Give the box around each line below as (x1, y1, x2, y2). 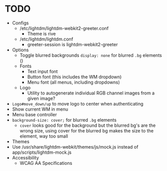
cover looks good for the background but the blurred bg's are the (19, 122, 156, 128)
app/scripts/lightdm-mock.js (12, 149, 72, 155)
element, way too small (19, 133, 68, 139)
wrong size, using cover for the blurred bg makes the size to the (19, 127, 154, 133)
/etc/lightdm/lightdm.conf (19, 36, 74, 42)
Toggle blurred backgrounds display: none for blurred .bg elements (19, 52, 162, 58)
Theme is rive (27, 30, 56, 37)
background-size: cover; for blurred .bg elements (12, 117, 117, 123)
